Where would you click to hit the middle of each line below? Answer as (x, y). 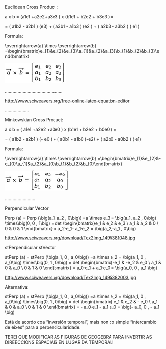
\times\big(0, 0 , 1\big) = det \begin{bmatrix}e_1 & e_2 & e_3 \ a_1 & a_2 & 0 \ (82, 223)
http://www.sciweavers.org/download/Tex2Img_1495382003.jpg (71, 277)
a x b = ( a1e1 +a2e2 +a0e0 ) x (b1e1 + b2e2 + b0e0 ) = (61, 129)
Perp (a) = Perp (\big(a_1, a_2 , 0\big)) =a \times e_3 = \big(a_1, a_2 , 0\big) (81, 218)
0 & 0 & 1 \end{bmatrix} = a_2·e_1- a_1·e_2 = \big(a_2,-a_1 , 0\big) (71, 228)
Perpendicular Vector (27, 208)
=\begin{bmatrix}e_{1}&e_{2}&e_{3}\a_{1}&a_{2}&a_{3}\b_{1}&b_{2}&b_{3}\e (82, 51)
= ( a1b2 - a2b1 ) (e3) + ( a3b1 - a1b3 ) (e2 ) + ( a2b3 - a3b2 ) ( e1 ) (72, 26)
